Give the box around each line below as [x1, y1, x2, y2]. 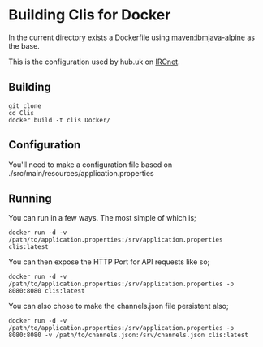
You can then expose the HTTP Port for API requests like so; [8, 257, 210, 267]
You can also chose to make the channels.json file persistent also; [8, 302, 229, 311]
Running [8, 191, 53, 205]
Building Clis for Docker [8, 6, 171, 24]
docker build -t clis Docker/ [8, 116, 111, 124]
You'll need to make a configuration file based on [8, 160, 173, 169]
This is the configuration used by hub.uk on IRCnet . [8, 57, 180, 66]
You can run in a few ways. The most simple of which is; [8, 213, 196, 223]
